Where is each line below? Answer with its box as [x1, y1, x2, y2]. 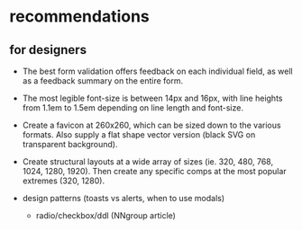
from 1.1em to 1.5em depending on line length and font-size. [22, 102, 243, 113]
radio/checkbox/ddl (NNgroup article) [35, 210, 176, 221]
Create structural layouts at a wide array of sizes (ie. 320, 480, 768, [22, 156, 273, 167]
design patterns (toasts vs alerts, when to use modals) [22, 193, 225, 203]
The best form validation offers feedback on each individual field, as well [22, 66, 293, 76]
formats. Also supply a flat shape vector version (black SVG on [22, 129, 256, 140]
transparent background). [22, 139, 118, 149]
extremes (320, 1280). [22, 175, 105, 186]
